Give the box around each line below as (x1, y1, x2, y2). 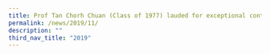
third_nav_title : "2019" (8, 33, 92, 42)
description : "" (8, 26, 63, 34)
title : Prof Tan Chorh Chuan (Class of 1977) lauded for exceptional (8, 11, 247, 20)
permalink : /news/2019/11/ (8, 19, 99, 27)
